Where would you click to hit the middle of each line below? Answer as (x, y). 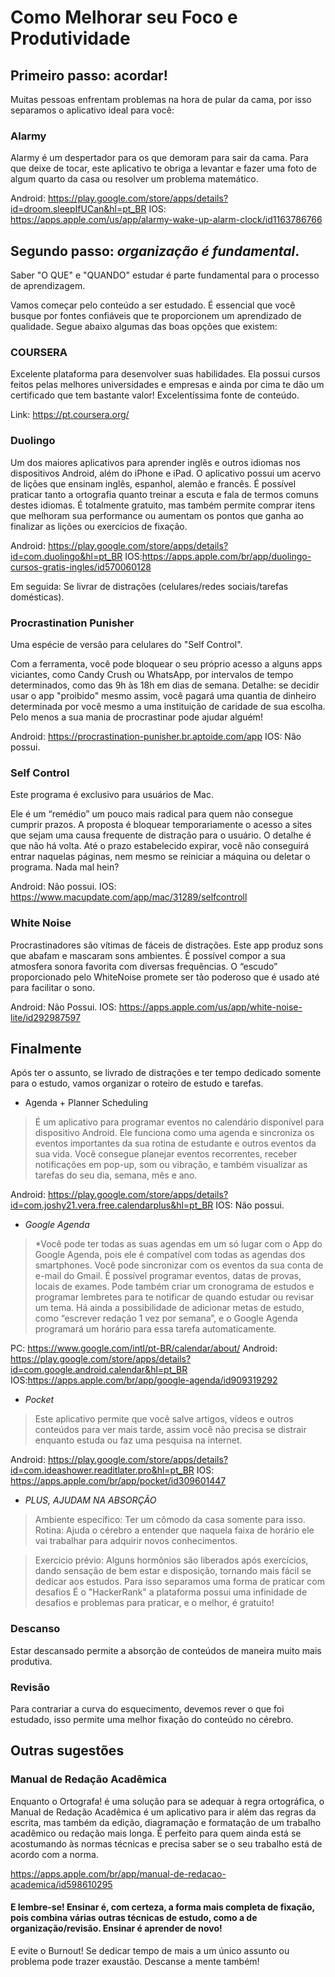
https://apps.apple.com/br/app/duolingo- (226, 556)
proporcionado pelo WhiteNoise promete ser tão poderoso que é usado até (165, 977)
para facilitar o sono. (53, 987)
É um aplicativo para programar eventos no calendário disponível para (179, 1122)
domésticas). (37, 597)
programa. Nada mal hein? (65, 867)
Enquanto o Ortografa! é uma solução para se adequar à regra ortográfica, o (167, 1801)
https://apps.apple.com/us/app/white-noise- (210, 1007)
